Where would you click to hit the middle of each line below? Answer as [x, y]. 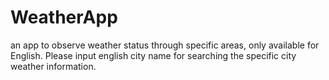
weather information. [53, 66]
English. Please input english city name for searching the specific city [153, 55]
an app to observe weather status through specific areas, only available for [165, 45]
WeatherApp [64, 17]
